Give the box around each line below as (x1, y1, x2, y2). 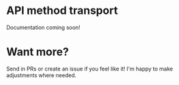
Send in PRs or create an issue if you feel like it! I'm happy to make (6, 65, 174, 72)
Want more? (6, 45, 69, 59)
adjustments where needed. (6, 71, 77, 79)
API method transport (6, 4, 118, 18)
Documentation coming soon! (6, 24, 80, 31)
